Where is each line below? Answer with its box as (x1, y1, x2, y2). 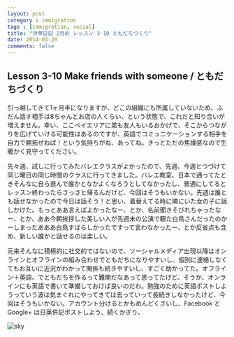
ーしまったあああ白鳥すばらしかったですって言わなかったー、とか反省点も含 (7, 223, 227, 231)
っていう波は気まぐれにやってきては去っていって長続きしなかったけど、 (13, 290, 220, 299)
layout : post (7, 10, 45, 17)
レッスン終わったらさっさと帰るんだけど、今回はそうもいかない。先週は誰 (7, 188, 221, 196)
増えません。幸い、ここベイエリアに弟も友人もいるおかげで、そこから (7, 120, 209, 129)
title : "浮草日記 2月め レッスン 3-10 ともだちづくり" (7, 29, 152, 37)
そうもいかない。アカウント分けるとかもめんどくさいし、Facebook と (19, 299, 221, 308)
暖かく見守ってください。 (7, 147, 80, 155)
